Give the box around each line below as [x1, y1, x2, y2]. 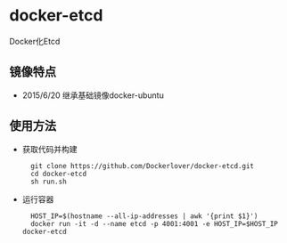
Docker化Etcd [9, 36, 61, 46]
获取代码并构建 [21, 143, 78, 154]
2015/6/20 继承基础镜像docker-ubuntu [21, 90, 165, 101]
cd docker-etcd [30, 169, 87, 178]
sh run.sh [30, 177, 67, 186]
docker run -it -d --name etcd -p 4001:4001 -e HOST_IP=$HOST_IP [30, 219, 278, 228]
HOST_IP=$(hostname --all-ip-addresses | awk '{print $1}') [30, 211, 258, 221]
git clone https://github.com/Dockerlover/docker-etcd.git [30, 161, 255, 170]
